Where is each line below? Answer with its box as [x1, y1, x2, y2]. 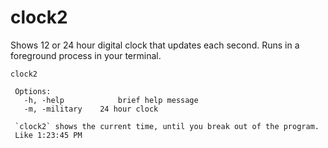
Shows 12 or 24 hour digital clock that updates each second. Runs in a [10, 39, 300, 51]
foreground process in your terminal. [10, 49, 162, 61]
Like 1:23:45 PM [14, 130, 83, 140]
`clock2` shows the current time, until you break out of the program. [14, 121, 320, 131]
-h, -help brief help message [23, 95, 199, 105]
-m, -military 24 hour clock [23, 104, 159, 114]
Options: [14, 86, 52, 96]
